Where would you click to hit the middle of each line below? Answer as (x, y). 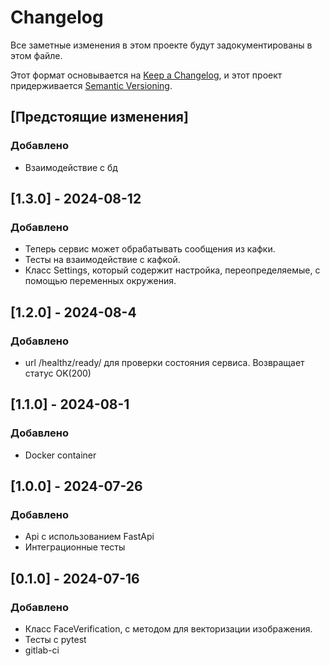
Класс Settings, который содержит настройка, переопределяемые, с (172, 270)
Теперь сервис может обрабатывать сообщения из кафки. (150, 249)
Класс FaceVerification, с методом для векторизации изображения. (168, 629)
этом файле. (36, 55)
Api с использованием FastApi (89, 537)
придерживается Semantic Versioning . (91, 85)
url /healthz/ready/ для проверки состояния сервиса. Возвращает (164, 362)
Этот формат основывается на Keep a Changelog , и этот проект (146, 75)
